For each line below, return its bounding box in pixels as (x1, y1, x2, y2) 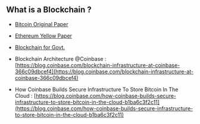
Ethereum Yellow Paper (14, 32, 73, 39)
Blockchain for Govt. (14, 44, 65, 51)
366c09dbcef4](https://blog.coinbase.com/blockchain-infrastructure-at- (14, 68, 194, 75)
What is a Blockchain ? (6, 5, 92, 15)
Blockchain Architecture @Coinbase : (14, 55, 107, 62)
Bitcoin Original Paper (14, 20, 68, 27)
